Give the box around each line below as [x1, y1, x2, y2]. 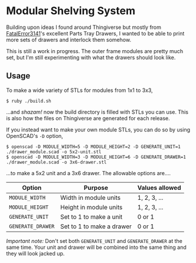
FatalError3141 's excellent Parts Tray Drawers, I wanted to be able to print [6, 29, 185, 37]
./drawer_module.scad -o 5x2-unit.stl [6, 149, 102, 154]
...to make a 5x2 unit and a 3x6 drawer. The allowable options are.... [6, 169, 171, 176]
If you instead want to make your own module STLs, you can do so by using [6, 126, 191, 133]
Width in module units [60, 193, 121, 202]
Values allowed [137, 183, 181, 192]
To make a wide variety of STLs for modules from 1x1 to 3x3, [6, 87, 153, 94]
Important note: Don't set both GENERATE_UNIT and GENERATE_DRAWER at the [6, 237, 183, 244]
